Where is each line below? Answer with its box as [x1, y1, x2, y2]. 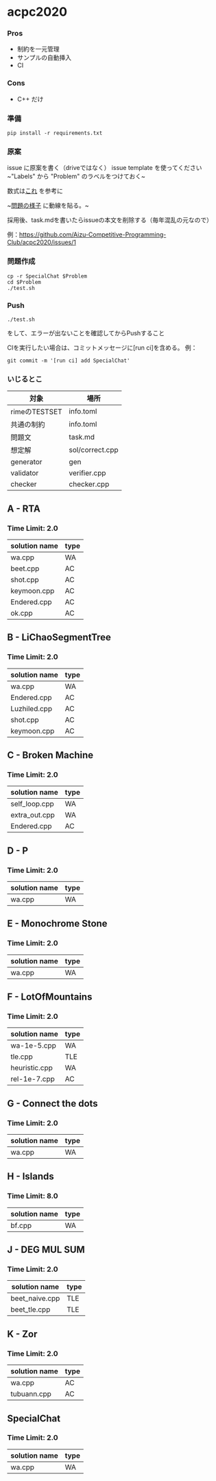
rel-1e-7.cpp [10, 1074, 55, 1084]
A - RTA [7, 503, 41, 514]
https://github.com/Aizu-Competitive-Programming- [19, 230, 167, 239]
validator [10, 468, 39, 478]
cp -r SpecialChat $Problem [7, 272, 88, 280]
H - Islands [7, 1170, 55, 1183]
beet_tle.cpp [10, 1305, 51, 1314]
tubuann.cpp [10, 1389, 51, 1399]
